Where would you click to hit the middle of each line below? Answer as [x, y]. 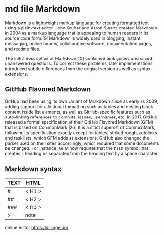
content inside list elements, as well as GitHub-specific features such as [78, 112]
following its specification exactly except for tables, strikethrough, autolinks [81, 132]
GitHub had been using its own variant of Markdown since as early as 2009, [82, 101]
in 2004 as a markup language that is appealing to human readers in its [77, 33]
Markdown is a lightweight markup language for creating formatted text [77, 23]
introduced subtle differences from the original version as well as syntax [78, 69]
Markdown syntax [33, 169]
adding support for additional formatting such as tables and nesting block [79, 106]
